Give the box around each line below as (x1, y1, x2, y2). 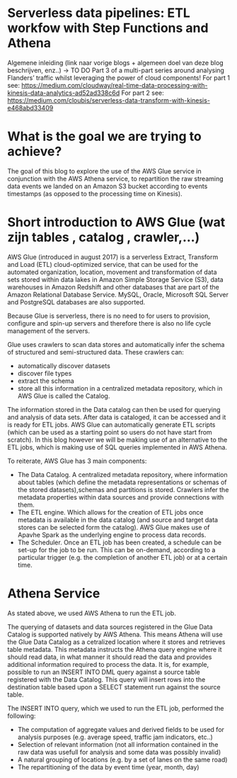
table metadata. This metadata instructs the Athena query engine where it (7, 645, 222, 653)
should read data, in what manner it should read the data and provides (7, 653, 212, 661)
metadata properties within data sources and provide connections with (17, 493, 224, 501)
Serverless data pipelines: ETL (7, 5, 191, 21)
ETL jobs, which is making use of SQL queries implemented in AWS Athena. (7, 442, 228, 451)
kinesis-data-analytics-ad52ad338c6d (7, 88, 120, 97)
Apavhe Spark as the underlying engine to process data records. (17, 530, 207, 539)
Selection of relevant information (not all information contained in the (17, 740, 219, 748)
